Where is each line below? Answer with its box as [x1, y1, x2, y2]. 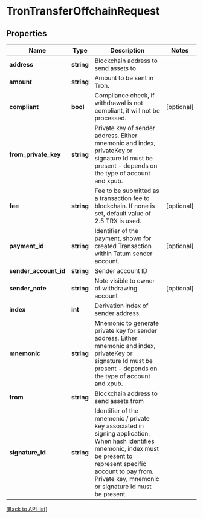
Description [110, 47, 145, 54]
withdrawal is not [94, 99, 143, 107]
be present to [94, 452, 133, 461]
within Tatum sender [94, 249, 153, 258]
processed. [94, 114, 127, 122]
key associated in [94, 422, 144, 430]
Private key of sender [94, 124, 155, 132]
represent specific [94, 460, 147, 468]
